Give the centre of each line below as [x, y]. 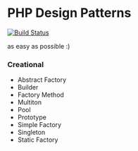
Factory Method [41, 95]
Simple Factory [39, 125]
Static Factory [38, 140]
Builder [28, 87]
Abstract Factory [42, 80]
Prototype [32, 117]
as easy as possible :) [39, 46]
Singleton [31, 133]
